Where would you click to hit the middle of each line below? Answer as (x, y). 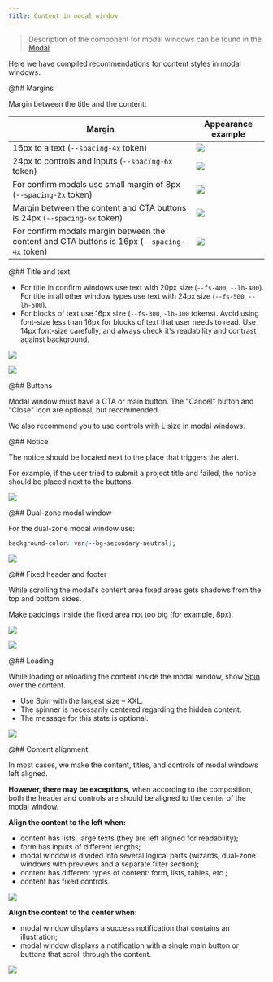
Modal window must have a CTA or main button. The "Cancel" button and (131, 401)
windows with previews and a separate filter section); (110, 864)
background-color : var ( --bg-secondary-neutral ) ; (92, 543)
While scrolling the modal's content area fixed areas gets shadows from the (135, 590)
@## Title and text (39, 271)
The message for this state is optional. (84, 718)
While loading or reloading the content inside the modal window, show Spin (134, 676)
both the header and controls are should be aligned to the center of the (127, 797)
